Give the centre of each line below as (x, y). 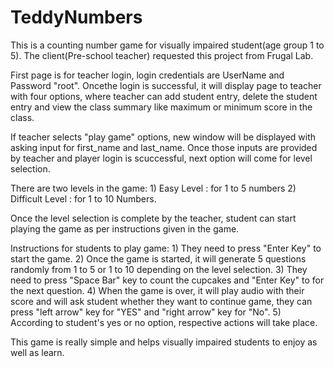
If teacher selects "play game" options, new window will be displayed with (163, 137)
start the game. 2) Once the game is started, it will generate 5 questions (158, 258)
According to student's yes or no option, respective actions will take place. (164, 322)
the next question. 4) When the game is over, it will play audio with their (157, 290)
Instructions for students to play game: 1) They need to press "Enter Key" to (166, 248)
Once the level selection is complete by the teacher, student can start (153, 218)
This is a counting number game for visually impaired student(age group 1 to (167, 45)
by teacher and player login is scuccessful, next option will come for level (161, 158)
